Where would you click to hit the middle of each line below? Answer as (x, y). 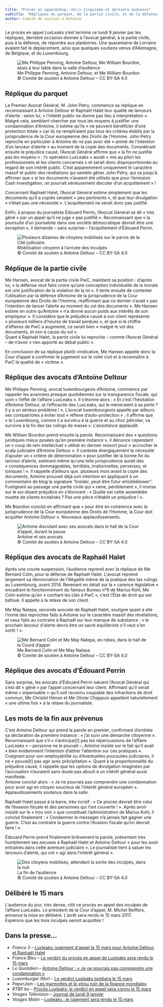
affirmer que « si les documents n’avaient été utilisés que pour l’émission (78, 178)
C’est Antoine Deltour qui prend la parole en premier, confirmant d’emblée (79, 730)
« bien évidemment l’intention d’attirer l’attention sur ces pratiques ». (74, 751)
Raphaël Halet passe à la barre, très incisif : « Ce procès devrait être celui (79, 802)
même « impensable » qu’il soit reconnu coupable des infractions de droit (79, 693)
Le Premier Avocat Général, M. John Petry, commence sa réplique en (74, 105)
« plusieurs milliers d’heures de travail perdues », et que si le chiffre (73, 322)
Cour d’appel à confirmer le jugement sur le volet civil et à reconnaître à (77, 357)
